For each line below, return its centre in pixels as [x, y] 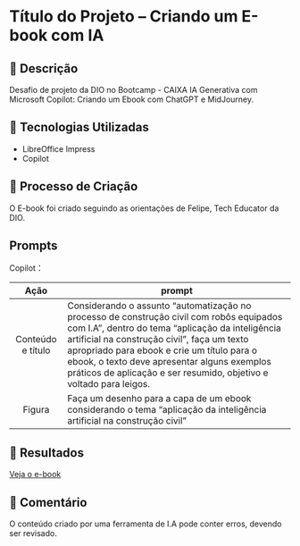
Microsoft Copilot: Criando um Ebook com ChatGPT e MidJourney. [132, 99]
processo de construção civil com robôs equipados [175, 317]
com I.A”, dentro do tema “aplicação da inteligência [174, 328]
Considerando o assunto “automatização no [159, 306]
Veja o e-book [35, 475]
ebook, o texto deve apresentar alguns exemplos [169, 362]
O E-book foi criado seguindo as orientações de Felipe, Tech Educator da [144, 208]
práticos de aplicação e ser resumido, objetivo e [167, 373]
